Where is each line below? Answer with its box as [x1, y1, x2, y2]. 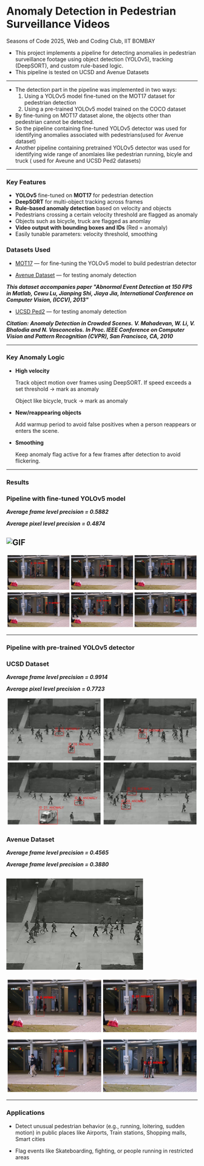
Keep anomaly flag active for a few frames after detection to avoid [15, 450, 181, 458]
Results [6, 478, 29, 486]
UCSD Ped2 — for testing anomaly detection [15, 308, 127, 315]
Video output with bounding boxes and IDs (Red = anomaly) [15, 224, 168, 232]
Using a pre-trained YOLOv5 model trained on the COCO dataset [24, 105, 186, 112]
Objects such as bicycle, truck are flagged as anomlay [15, 218, 151, 225]
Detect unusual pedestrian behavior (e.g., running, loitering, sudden [15, 1122, 185, 1130]
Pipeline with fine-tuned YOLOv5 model [6, 494, 126, 503]
